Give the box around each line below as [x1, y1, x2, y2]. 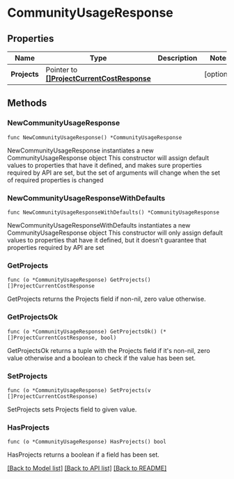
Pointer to [45, 65, 78, 74]
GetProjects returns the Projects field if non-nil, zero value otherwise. [7, 295, 206, 304]
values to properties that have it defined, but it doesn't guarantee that [7, 235, 207, 244]
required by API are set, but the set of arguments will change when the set [7, 168, 221, 177]
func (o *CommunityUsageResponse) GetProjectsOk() [7, 328, 157, 335]
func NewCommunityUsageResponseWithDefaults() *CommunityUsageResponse [7, 209, 219, 216]
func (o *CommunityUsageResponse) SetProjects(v [7, 386, 151, 394]
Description [157, 54, 198, 63]
